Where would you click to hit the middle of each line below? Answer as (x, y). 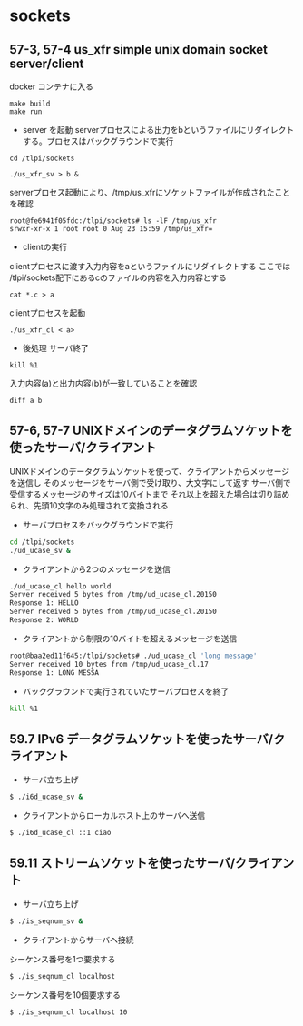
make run (26, 112)
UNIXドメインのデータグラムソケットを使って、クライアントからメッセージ (150, 471)
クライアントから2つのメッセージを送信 (96, 568)
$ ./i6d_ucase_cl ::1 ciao (60, 833)
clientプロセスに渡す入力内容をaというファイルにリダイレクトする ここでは (150, 266)
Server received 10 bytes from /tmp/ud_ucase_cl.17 (109, 664)
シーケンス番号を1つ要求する (63, 959)
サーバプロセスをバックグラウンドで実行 (98, 525)
